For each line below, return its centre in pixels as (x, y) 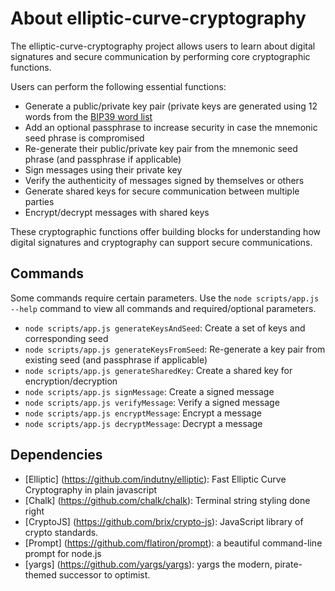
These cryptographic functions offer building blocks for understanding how (165, 231)
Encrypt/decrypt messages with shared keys (117, 212)
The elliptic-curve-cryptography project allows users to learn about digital (163, 46)
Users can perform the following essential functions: (118, 86)
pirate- (288, 564)
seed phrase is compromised (84, 138)
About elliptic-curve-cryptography (158, 18)
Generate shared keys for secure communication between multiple (162, 191)
